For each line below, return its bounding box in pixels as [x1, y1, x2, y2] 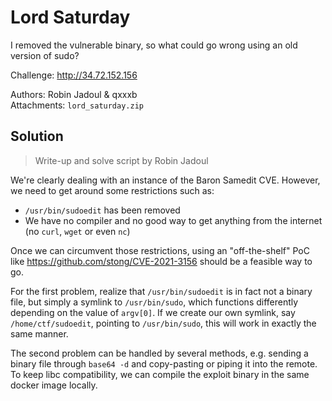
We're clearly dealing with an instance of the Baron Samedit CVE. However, [10, 174, 321, 186]
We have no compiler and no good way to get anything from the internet [24, 214, 323, 226]
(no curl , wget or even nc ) [24, 225, 131, 237]
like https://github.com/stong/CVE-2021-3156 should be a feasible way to [10, 255, 313, 267]
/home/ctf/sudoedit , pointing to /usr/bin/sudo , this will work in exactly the [10, 317, 317, 329]
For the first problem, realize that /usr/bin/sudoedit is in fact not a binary [10, 285, 313, 297]
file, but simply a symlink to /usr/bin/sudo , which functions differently [10, 296, 299, 308]
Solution [10, 128, 64, 145]
